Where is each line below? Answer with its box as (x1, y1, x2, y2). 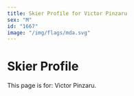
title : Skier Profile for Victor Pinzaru (7, 10, 128, 17)
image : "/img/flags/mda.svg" (7, 29, 91, 36)
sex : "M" (7, 16, 32, 23)
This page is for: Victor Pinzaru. (7, 82, 97, 90)
